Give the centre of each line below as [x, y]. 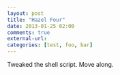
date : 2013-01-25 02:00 [41, 26]
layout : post [26, 13]
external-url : [27, 39]
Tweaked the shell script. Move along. [60, 64]
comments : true [29, 32]
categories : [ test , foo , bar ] [50, 45]
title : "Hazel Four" [36, 20]
